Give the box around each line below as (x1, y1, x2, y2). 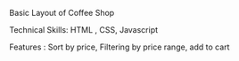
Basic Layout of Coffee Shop (9, 8, 115, 18)
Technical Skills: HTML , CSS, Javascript (9, 25, 159, 34)
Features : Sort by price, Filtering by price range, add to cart (9, 42, 230, 52)
